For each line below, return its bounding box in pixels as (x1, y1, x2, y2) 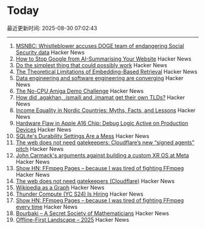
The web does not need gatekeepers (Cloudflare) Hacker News (15, 177, 175, 185)
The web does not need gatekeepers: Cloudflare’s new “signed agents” (15, 139, 195, 146)
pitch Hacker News (15, 145, 64, 152)
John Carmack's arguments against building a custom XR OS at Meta (15, 151, 189, 159)
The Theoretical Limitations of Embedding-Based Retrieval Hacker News (15, 68, 198, 75)
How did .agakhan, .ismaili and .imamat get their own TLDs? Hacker (15, 93, 185, 101)
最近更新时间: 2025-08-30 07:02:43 (7, 24, 97, 32)
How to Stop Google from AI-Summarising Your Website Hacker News (15, 55, 192, 62)
